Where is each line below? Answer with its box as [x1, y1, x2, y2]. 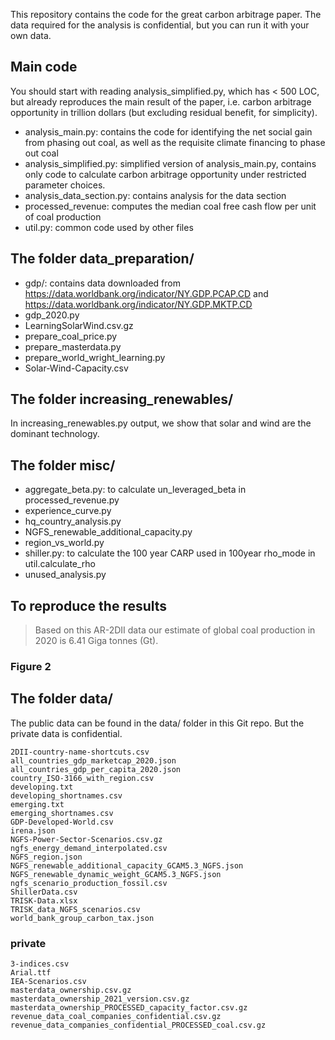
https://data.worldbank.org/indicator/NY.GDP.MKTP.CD [24, 298, 253, 310]
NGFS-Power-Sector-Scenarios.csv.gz [10, 834, 163, 844]
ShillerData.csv [10, 887, 78, 897]
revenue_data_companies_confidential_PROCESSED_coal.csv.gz [10, 1020, 267, 1031]
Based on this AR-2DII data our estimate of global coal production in [34, 624, 316, 636]
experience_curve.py [24, 505, 112, 517]
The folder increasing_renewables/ [10, 391, 234, 408]
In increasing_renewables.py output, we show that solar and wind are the [10, 417, 312, 429]
